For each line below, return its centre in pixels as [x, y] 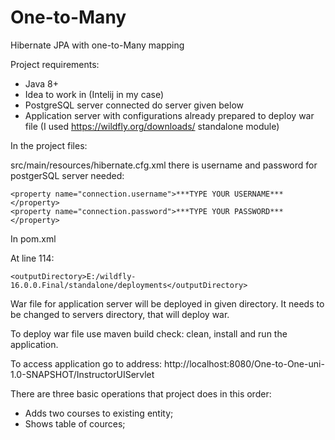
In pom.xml [33, 238]
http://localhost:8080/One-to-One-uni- [244, 363]
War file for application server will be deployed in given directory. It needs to [167, 303]
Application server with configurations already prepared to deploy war [169, 115]
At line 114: [32, 258]
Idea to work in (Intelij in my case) [94, 94]
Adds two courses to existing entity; [99, 413]
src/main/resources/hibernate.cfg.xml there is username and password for [164, 165]
